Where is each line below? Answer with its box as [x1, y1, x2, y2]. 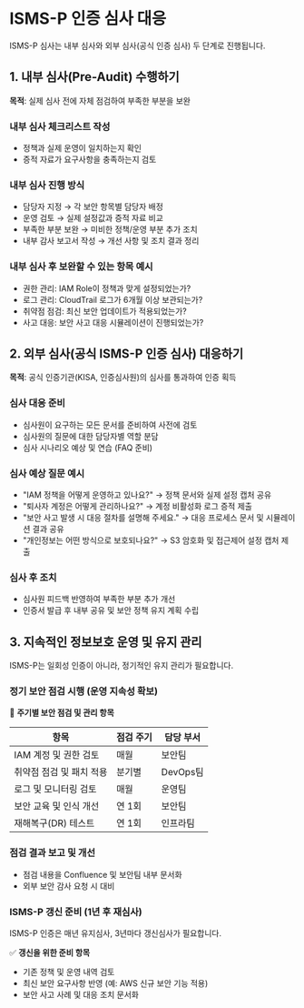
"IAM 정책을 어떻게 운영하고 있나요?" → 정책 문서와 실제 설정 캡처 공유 [22, 489, 272, 500]
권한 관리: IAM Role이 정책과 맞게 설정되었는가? [22, 283, 191, 294]
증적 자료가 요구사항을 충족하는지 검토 [22, 154, 157, 165]
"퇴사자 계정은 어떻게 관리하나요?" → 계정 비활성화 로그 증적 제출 [22, 501, 252, 512]
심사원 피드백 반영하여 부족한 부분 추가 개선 [22, 593, 176, 605]
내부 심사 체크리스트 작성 [9, 120, 111, 133]
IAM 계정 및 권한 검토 [14, 749, 100, 761]
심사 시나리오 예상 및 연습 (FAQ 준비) [22, 442, 152, 453]
